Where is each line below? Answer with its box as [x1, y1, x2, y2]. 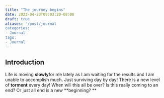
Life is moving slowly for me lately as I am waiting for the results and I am [5, 71, 155, 77]
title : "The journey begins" [5, 7, 66, 12]
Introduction [5, 58, 45, 67]
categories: [5, 26, 30, 31]
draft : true [5, 16, 30, 21]
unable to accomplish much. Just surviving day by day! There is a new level [5, 77, 160, 83]
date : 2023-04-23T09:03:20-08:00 [5, 12, 75, 17]
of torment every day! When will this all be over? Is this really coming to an [5, 82, 159, 88]
